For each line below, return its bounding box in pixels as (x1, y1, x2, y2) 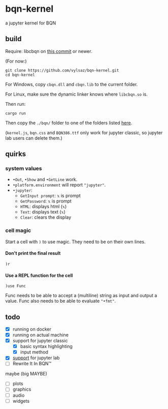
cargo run (5, 110, 26, 116)
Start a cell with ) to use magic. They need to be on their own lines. (5, 239, 146, 245)
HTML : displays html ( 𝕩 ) (20, 203, 67, 210)
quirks (5, 150, 26, 158)
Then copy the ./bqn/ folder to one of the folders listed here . (5, 120, 132, 126)
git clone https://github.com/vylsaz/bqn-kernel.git (5, 68, 119, 73)
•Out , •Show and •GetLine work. (12, 177, 78, 183)
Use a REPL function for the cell (5, 272, 73, 278)
